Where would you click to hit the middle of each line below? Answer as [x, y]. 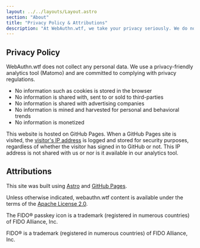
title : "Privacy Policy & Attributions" [57, 23]
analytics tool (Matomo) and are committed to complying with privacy [91, 73]
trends [23, 116]
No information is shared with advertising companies [79, 103]
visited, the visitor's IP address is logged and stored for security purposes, [98, 140]
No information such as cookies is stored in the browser [83, 91]
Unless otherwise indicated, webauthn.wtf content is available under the [95, 197]
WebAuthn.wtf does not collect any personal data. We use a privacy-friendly [100, 67]
